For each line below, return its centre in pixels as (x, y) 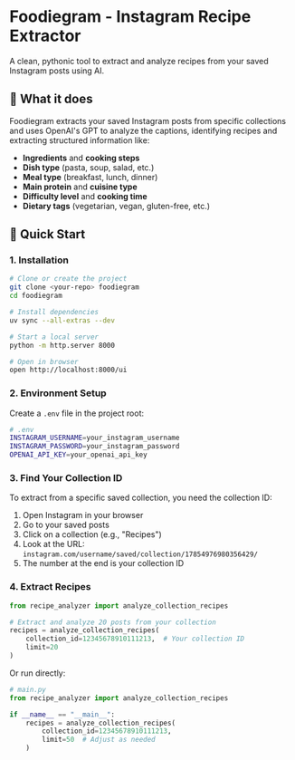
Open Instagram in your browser (83, 515)
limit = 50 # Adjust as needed (99, 740)
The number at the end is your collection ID (103, 563)
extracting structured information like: (80, 140)
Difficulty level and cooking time (85, 196)
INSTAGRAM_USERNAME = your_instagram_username (95, 438)
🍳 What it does (51, 99)
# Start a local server (54, 337)
